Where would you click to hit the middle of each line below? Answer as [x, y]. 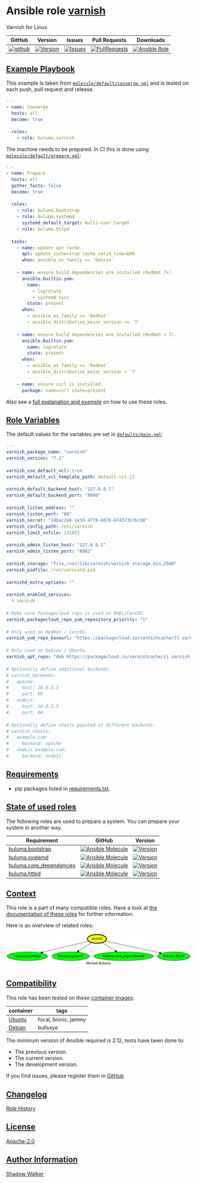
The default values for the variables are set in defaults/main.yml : [84, 434]
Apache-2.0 [21, 1141]
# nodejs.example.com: [36, 750]
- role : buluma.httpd [43, 229]
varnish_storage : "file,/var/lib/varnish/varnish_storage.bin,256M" [91, 564]
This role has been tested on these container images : [70, 998]
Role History [21, 1109]
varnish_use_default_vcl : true [44, 471]
